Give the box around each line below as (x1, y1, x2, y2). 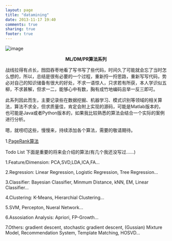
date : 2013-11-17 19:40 (5, 17, 56, 22)
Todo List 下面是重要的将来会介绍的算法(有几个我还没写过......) (5, 149, 136, 155)
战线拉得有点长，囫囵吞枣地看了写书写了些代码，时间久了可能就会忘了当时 (5, 67, 162, 73)
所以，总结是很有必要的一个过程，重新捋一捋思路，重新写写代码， (23, 73, 162, 79)
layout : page (5, 7, 33, 13)
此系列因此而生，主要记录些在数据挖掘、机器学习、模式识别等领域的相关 (5, 97, 158, 103)
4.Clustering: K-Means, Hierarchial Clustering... (5, 194, 104, 200)
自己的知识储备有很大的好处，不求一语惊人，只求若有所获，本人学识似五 (14, 80, 167, 86)
